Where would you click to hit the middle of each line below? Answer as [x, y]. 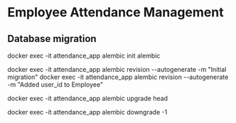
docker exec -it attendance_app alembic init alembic [84, 55]
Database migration [52, 39]
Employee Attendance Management [116, 12]
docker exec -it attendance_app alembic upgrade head [88, 98]
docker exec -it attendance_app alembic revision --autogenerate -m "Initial [117, 69]
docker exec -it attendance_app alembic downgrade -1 [87, 112]
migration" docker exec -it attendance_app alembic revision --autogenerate [118, 77]
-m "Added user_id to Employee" [55, 85]
